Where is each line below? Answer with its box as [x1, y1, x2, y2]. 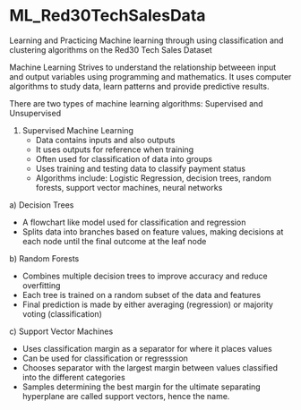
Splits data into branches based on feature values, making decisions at [21, 226, 284, 237]
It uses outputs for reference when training [35, 144, 194, 155]
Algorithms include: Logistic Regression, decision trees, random [35, 172, 271, 184]
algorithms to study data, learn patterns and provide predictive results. [9, 81, 270, 91]
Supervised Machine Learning [21, 124, 134, 135]
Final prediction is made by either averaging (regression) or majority [21, 299, 273, 310]
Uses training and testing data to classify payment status [35, 163, 246, 174]
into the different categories [21, 372, 125, 382]
